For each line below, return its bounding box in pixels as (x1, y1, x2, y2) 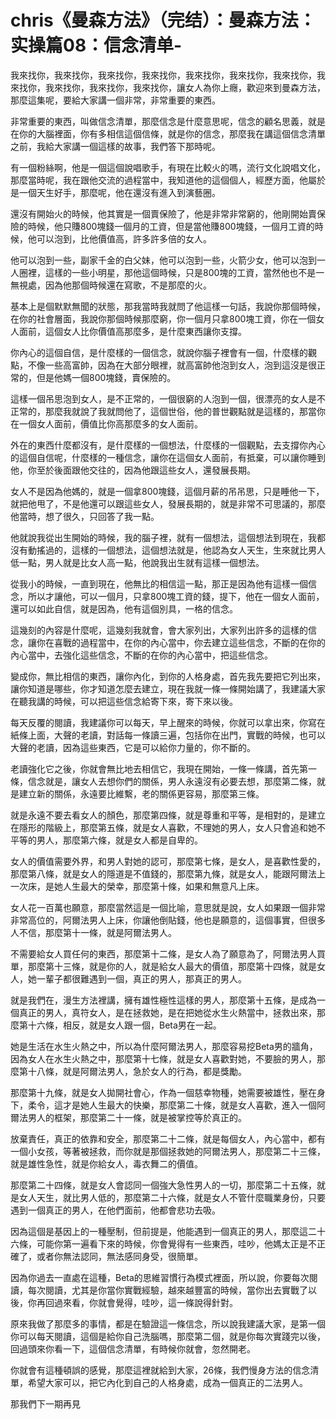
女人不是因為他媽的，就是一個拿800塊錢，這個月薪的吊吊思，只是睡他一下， (10, 485, 325, 497)
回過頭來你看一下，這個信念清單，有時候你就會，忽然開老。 (10, 1342, 256, 1355)
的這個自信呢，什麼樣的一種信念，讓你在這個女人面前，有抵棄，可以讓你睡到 (10, 451, 326, 463)
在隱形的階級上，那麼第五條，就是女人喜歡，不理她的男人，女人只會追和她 (10, 821, 317, 833)
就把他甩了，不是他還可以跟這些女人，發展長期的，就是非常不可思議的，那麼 (10, 497, 326, 510)
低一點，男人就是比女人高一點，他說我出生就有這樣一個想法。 (10, 556, 265, 568)
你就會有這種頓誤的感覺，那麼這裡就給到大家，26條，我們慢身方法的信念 (10, 1364, 311, 1376)
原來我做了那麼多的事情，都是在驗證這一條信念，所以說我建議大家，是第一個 (10, 1317, 326, 1330)
